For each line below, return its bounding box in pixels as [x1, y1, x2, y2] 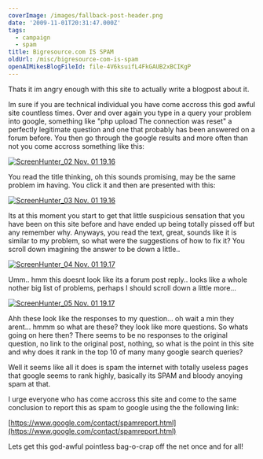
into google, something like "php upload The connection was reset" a [8, 116, 232, 126]
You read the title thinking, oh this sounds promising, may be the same [8, 172, 236, 181]
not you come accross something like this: [8, 141, 145, 150]
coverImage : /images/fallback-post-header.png [8, 11, 163, 20]
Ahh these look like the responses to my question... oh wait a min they [8, 313, 235, 323]
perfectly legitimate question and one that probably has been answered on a [8, 124, 255, 134]
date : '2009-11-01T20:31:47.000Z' [8, 19, 122, 27]
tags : [8, 26, 26, 34]
